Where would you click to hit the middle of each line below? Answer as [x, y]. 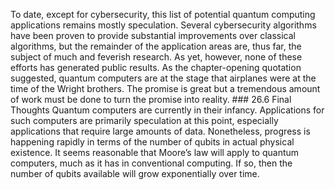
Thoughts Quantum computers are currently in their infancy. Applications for [167, 110]
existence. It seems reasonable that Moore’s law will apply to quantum [155, 152]
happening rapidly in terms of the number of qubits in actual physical [152, 142]
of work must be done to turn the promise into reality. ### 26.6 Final [151, 99]
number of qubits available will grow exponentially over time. [135, 173]
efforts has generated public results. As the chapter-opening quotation [156, 67]
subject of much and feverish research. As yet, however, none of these [156, 57]
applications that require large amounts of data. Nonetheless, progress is [160, 131]
